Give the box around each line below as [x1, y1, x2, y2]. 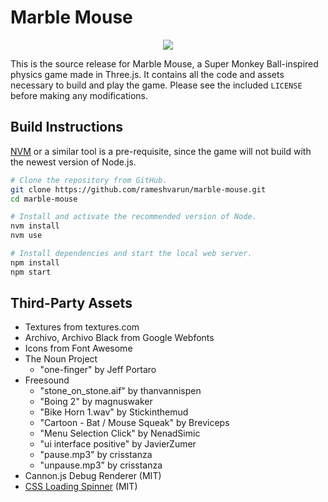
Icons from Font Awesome [24, 342, 133, 355]
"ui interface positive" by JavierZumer [39, 438, 197, 450]
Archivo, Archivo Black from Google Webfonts [24, 332, 215, 344]
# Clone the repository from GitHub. [10, 175, 168, 185]
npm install [10, 257, 60, 268]
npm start [10, 267, 52, 277]
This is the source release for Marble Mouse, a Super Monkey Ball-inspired [10, 57, 319, 70]
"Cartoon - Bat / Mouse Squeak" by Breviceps [39, 417, 230, 429]
